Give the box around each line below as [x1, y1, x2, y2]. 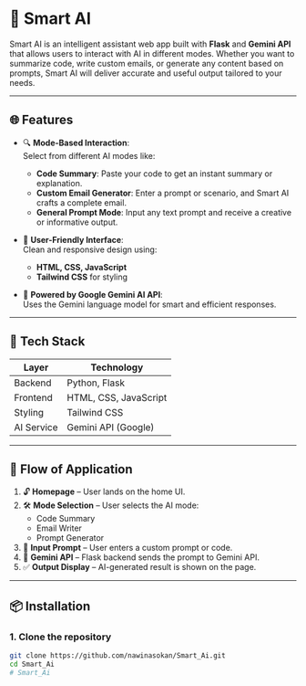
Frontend [14, 391, 53, 404]
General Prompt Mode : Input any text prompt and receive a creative [36, 206, 292, 217]
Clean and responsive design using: [22, 244, 158, 255]
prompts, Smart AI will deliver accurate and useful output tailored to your [9, 68, 282, 79]
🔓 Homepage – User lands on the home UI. [22, 486, 186, 497]
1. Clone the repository [9, 630, 112, 643]
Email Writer [36, 522, 82, 533]
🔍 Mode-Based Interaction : [22, 137, 130, 148]
